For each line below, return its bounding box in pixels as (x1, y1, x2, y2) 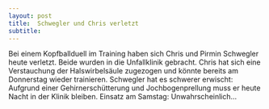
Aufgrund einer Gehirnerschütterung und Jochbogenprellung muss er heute (8, 83, 261, 93)
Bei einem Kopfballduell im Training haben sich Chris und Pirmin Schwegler (8, 49, 259, 59)
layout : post (8, 11, 53, 20)
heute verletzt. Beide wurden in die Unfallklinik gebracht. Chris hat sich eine (8, 57, 261, 67)
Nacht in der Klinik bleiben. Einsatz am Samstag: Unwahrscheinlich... (8, 92, 237, 102)
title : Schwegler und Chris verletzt (8, 19, 139, 27)
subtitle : (8, 27, 42, 35)
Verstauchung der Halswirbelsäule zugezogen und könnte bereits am (8, 66, 238, 76)
